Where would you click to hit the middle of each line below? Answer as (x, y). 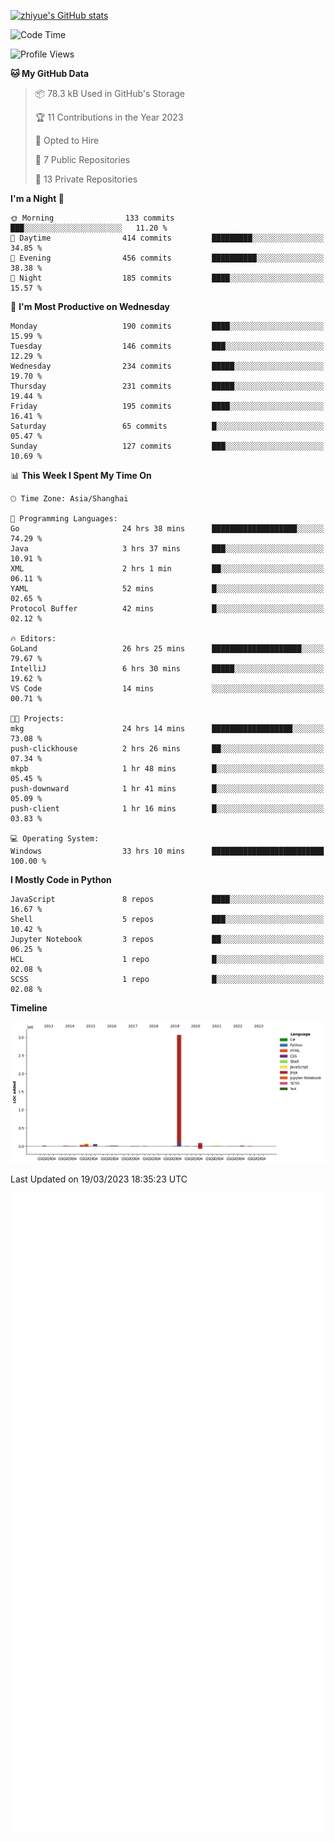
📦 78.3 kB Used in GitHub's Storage (110, 93)
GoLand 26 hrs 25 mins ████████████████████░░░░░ (167, 649)
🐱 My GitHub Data (50, 73)
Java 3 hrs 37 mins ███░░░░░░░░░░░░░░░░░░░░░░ (167, 549)
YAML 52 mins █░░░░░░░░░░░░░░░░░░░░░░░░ (167, 589)
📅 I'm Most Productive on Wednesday (90, 306)
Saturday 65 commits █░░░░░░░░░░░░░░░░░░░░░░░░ (167, 426)
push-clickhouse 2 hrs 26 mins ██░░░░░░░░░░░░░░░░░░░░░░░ (167, 749)
